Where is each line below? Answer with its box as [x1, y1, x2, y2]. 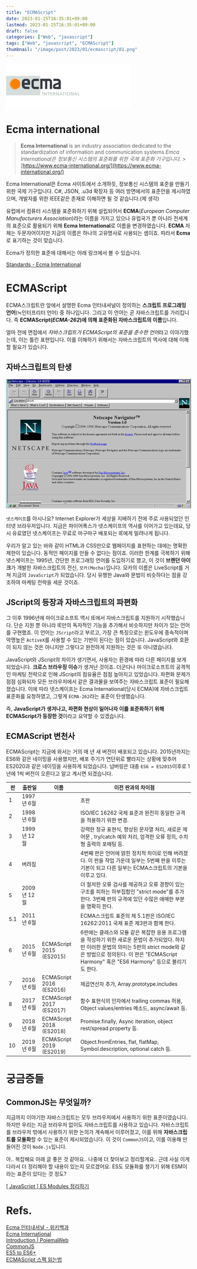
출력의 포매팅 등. [86, 840, 124, 847]
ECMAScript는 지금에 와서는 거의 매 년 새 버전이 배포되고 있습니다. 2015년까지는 [6, 748, 191, 755]
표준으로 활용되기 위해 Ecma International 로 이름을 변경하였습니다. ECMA [12, 222, 185, 229]
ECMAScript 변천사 [6, 731, 75, 741]
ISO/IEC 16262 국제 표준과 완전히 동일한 [80, 809, 175, 816]
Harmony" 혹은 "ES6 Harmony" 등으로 [80, 958, 171, 965]
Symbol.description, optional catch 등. [80, 1045, 172, 1052]
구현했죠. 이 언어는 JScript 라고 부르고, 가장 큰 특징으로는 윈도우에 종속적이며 [12, 629, 189, 636]
